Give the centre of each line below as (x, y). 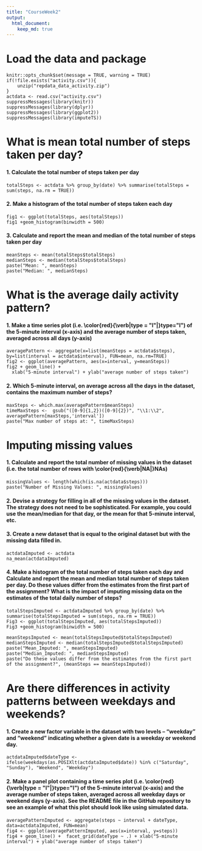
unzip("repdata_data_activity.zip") (64, 86)
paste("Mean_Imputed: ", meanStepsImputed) (62, 648)
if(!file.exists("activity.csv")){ (51, 81)
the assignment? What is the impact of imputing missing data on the (94, 591)
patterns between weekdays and (91, 701)
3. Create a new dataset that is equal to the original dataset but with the (98, 534)
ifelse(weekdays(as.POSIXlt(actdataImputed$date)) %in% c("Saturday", (98, 763)
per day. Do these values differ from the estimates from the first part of (98, 585)
